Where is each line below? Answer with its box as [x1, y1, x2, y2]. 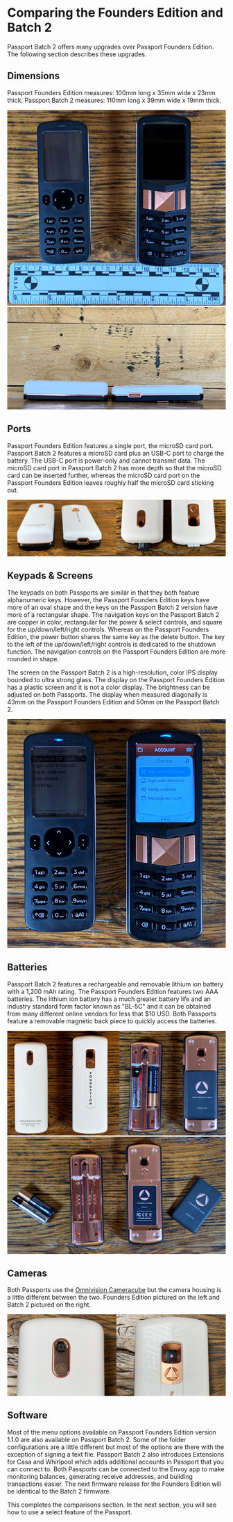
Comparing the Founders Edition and [7, 5, 223, 21]
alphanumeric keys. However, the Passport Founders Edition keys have [7, 595, 210, 604]
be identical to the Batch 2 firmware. [7, 1487, 112, 1495]
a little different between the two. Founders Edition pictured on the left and [7, 1293, 220, 1302]
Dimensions [7, 70, 60, 82]
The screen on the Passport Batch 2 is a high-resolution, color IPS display [7, 668, 218, 677]
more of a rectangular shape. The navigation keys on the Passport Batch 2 [7, 610, 220, 619]
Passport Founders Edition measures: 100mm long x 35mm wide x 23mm [7, 88, 216, 97]
